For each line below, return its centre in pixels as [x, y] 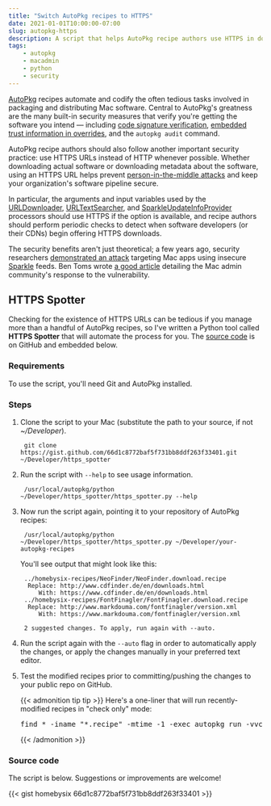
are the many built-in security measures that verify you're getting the [123, 116]
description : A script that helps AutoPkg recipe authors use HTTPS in [131, 38]
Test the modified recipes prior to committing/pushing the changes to [135, 676]
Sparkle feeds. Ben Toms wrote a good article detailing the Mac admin [125, 266]
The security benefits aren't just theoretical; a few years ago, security [124, 249]
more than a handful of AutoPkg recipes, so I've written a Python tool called [134, 328]
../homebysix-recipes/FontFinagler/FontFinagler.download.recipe [136, 600]
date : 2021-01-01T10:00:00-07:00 [65, 23]
